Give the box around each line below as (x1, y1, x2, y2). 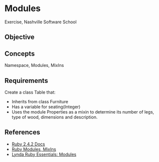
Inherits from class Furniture (11, 98, 69, 104)
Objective (4, 33, 35, 41)
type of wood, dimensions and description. (11, 114, 98, 120)
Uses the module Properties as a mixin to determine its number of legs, (11, 109, 154, 114)
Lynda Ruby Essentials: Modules (11, 151, 76, 157)
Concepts (4, 49, 35, 58)
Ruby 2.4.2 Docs (11, 141, 45, 147)
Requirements (4, 76, 48, 85)
